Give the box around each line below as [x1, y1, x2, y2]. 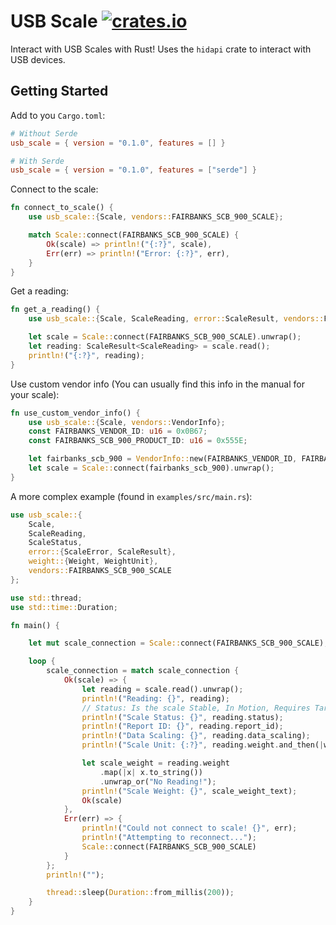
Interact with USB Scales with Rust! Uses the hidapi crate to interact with [10, 43, 312, 55]
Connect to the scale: [10, 183, 99, 195]
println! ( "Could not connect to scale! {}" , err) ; [81, 823, 298, 834]
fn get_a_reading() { [10, 305, 101, 315]
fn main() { [10, 620, 60, 630]
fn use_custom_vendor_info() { [10, 408, 141, 418]
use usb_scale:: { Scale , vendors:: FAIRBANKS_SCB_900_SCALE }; [28, 212, 284, 222]
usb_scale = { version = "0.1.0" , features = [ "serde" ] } [10, 165, 257, 175]
